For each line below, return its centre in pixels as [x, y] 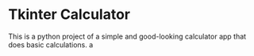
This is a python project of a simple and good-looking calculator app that [127, 36]
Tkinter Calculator [69, 15]
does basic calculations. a [51, 44]
